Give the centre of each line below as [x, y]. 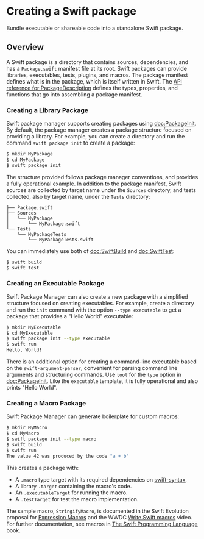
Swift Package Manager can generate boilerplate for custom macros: [93, 416]
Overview [25, 47]
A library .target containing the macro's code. [73, 486]
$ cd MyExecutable [30, 333]
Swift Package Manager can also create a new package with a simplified [97, 296]
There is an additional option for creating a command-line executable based [101, 362]
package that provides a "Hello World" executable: [70, 316]
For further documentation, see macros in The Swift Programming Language [102, 524]
